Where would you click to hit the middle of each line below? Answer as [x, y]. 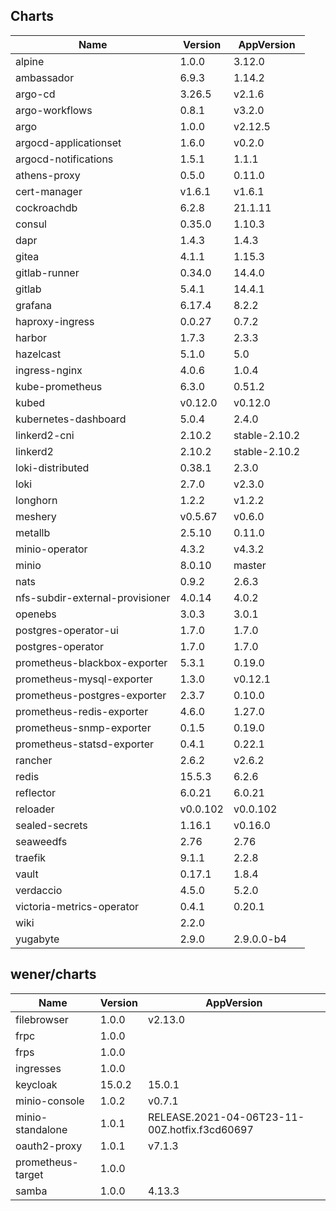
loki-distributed [52, 467]
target [29, 1174]
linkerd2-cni [45, 435]
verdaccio [39, 890]
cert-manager [49, 191]
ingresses [38, 1068]
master [250, 565]
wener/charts [53, 974]
